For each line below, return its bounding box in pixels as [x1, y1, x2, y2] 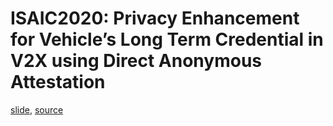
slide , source [10, 103, 64, 116]
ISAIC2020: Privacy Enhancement [10, 7, 300, 30]
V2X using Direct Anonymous [10, 50, 263, 72]
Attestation [10, 71, 106, 94]
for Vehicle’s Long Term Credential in [10, 28, 324, 51]
